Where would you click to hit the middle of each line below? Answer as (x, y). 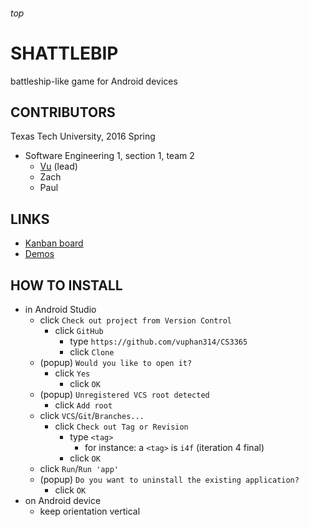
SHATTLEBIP (64, 53)
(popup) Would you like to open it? (116, 362)
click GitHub (79, 330)
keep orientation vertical (90, 511)
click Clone (92, 351)
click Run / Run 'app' (79, 468)
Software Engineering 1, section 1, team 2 (109, 156)
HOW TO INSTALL (66, 285)
